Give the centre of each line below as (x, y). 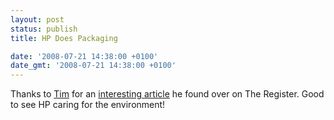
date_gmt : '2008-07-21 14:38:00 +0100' (93, 66)
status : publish (44, 29)
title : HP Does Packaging (64, 38)
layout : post (37, 19)
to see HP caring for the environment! (88, 105)
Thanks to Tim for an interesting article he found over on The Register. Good (167, 94)
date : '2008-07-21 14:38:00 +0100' (84, 56)
